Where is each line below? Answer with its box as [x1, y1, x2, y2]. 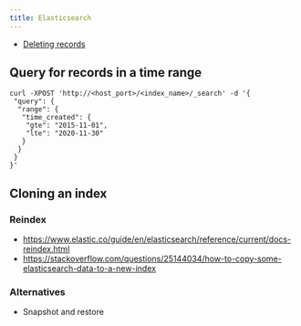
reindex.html [22, 244, 70, 255]
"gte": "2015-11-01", [26, 121, 108, 131]
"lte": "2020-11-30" [26, 129, 104, 138]
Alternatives [9, 286, 66, 299]
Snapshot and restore [22, 307, 105, 318]
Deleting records [22, 38, 86, 49]
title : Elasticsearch [9, 13, 92, 23]
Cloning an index [9, 185, 108, 201]
